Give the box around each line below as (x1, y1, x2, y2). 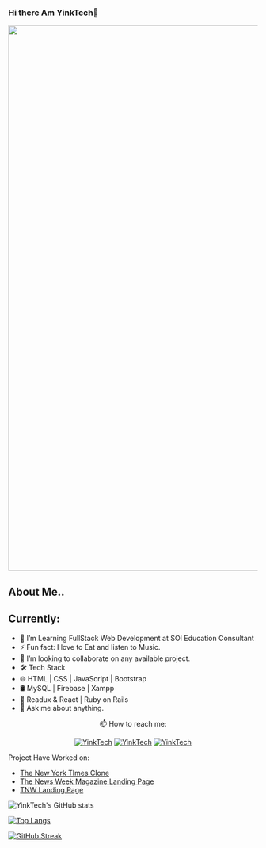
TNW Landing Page (19, 785, 84, 794)
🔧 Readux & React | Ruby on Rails (19, 694, 129, 704)
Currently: (8, 612, 61, 626)
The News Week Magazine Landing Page (19, 777, 154, 786)
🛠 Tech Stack (19, 662, 66, 672)
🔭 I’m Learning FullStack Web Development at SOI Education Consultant (19, 633, 255, 643)
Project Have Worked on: (8, 753, 89, 762)
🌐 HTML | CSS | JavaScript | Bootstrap (19, 673, 147, 683)
